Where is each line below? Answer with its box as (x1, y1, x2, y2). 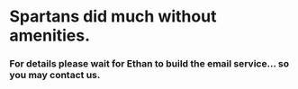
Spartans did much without (9, 6, 217, 27)
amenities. (9, 25, 91, 46)
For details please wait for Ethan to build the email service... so (9, 58, 290, 70)
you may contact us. (9, 69, 101, 82)
